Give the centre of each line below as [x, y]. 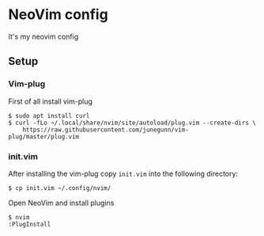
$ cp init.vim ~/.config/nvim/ [60, 188]
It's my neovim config [43, 36]
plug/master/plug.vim [44, 136]
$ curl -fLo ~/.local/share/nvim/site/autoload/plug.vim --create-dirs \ [132, 123]
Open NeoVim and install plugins [61, 203]
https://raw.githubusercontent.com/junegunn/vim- [106, 129]
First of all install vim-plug [50, 101]
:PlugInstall [30, 224]
